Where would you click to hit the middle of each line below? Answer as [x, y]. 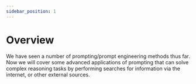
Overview [30, 40]
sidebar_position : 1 [31, 11]
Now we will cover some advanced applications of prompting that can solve [97, 62]
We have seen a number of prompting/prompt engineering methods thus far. [98, 56]
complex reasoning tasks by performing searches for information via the [93, 68]
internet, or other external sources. [48, 74]
